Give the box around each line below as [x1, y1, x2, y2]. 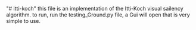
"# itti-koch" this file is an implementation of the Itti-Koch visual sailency [6, 5, 183, 12]
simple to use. [6, 18, 41, 24]
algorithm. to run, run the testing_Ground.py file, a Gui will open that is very [6, 11, 191, 18]
